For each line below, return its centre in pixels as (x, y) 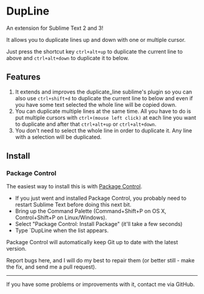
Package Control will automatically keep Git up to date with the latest (92, 242)
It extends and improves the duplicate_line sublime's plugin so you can (104, 92)
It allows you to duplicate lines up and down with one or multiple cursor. (96, 39)
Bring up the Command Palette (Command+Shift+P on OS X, (91, 211)
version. (16, 249)
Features (23, 77)
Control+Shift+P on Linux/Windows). (61, 217)
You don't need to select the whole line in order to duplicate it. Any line (104, 130)
